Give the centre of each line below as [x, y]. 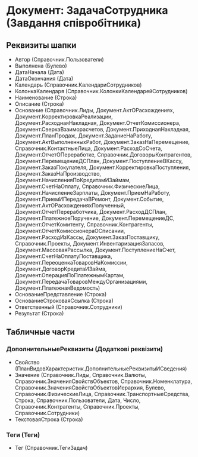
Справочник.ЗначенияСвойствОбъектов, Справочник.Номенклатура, [103, 381]
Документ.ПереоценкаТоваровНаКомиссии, [71, 263]
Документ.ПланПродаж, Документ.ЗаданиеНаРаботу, [84, 136]
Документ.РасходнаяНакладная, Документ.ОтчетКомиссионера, [98, 123]
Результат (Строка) [39, 313]
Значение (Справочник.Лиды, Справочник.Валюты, [81, 375]
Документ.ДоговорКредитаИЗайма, [61, 269]
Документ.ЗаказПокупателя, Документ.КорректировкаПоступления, [102, 167]
